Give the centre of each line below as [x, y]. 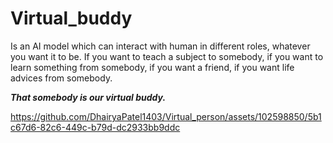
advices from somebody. [61, 78]
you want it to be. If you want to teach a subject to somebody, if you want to [167, 56]
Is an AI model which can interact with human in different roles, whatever [160, 46]
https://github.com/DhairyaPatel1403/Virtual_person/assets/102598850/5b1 [166, 116]
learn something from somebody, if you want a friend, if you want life [152, 67]
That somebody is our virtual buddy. [88, 97]
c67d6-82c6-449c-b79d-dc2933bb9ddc [95, 127]
